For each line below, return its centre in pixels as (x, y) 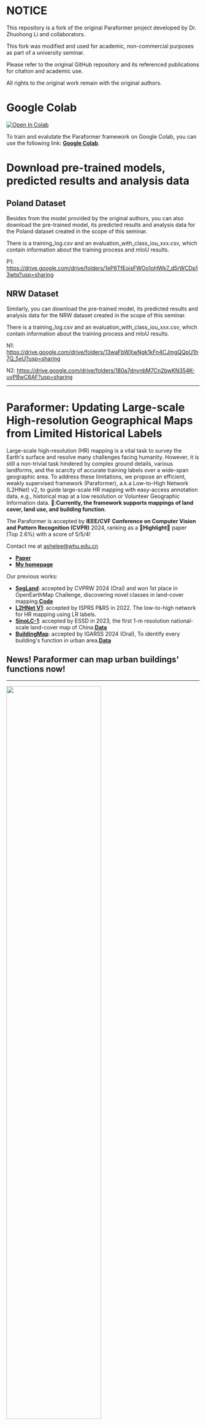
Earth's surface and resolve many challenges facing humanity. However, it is (103, 457)
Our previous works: (32, 576)
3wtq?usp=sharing (30, 274)
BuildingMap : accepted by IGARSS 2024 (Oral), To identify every (97, 634)
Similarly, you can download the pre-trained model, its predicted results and (102, 309)
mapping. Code (34, 601)
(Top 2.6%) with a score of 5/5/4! (48, 534)
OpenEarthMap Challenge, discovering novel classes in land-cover (99, 594)
